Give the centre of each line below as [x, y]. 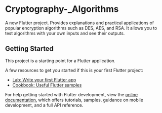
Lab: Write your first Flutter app [44, 79]
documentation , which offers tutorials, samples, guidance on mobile [74, 100]
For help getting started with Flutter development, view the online [72, 94]
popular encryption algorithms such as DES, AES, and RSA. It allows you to [81, 28]
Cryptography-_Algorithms [62, 9]
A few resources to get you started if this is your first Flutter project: [74, 70]
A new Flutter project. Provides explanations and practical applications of [80, 23]
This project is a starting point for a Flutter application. [60, 61]
